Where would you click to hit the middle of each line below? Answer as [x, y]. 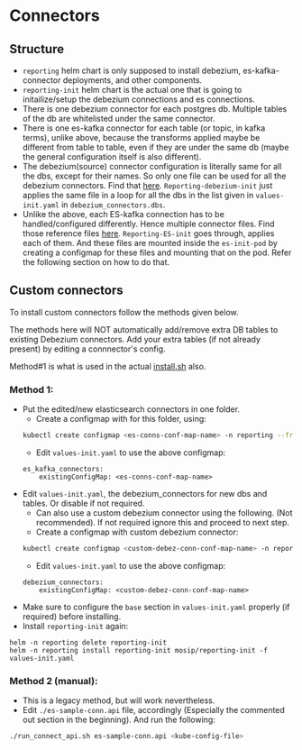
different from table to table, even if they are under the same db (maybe [156, 147]
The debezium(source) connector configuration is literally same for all [152, 166]
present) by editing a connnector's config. [87, 349]
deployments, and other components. [133, 80]
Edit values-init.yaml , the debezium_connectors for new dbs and [145, 493]
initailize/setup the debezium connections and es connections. [138, 99]
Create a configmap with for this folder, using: [121, 419]
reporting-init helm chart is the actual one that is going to [132, 90]
